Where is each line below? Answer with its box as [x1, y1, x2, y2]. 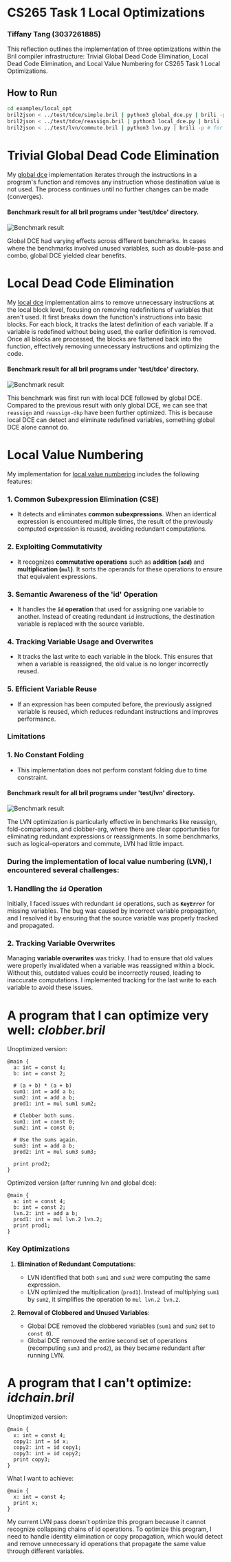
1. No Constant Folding [7, 750, 85, 760]
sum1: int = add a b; [13, 1088, 76, 1095]
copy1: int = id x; [13, 1437, 69, 1445]
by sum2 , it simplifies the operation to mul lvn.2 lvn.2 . [27, 1295, 181, 1303]
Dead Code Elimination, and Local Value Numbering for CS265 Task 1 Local [7, 60, 221, 68]
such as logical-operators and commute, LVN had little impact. [7, 839, 184, 847]
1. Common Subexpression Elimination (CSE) [7, 494, 159, 504]
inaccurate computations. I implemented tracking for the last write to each [7, 976, 217, 984]
